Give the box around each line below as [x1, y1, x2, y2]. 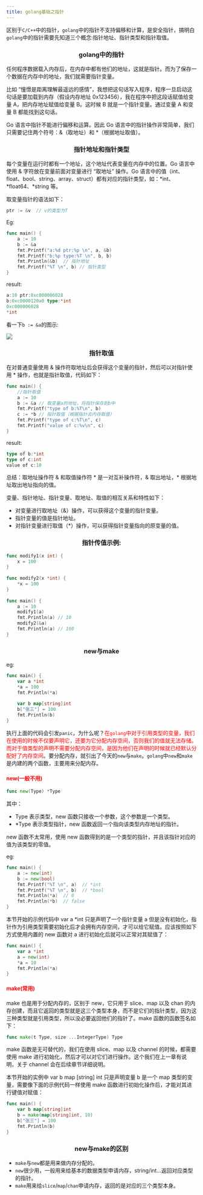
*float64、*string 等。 [6, 183, 62, 190]
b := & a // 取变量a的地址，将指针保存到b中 [17, 400, 116, 406]
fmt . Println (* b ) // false [17, 898, 85, 904]
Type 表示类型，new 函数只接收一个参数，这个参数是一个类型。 [14, 813, 174, 820]
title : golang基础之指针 [6, 8, 65, 15]
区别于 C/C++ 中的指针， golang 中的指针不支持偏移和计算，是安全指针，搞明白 [6, 26, 195, 33]
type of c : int [6, 456, 42, 462]
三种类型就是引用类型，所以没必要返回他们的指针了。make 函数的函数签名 [6, 1014, 191, 1022]
